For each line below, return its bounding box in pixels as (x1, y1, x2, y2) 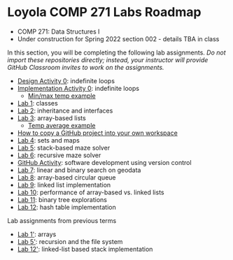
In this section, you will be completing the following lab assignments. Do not (7, 48, 226, 57)
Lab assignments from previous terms (7, 216, 117, 224)
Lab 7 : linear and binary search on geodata (17, 166, 141, 174)
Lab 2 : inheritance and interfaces (17, 106, 113, 115)
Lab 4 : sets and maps (17, 136, 80, 144)
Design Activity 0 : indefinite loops (17, 76, 115, 85)
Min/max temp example (27, 92, 96, 100)
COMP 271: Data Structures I (17, 27, 100, 36)
